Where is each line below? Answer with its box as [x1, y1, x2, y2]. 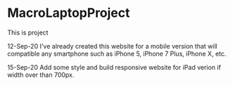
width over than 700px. [7, 70, 75, 79]
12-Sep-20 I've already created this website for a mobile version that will [7, 42, 218, 50]
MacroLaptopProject [7, 5, 130, 21]
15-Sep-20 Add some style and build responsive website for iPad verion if [7, 63, 222, 71]
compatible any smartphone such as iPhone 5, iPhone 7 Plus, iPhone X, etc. [7, 49, 227, 58]
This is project [7, 28, 49, 37]
